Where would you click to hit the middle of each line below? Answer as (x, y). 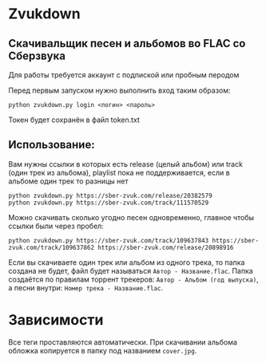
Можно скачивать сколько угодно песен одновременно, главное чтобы (131, 217)
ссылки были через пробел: (56, 226)
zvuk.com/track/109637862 (51, 247)
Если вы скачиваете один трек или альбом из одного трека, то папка (127, 262)
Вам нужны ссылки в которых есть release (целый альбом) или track (126, 164)
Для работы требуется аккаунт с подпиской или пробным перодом (124, 75)
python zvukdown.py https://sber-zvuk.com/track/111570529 (109, 203)
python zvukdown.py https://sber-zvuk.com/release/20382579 (111, 195)
